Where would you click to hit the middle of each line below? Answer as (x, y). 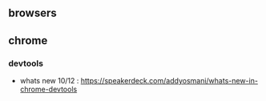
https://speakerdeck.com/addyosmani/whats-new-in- (169, 81)
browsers (33, 13)
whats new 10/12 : (49, 81)
